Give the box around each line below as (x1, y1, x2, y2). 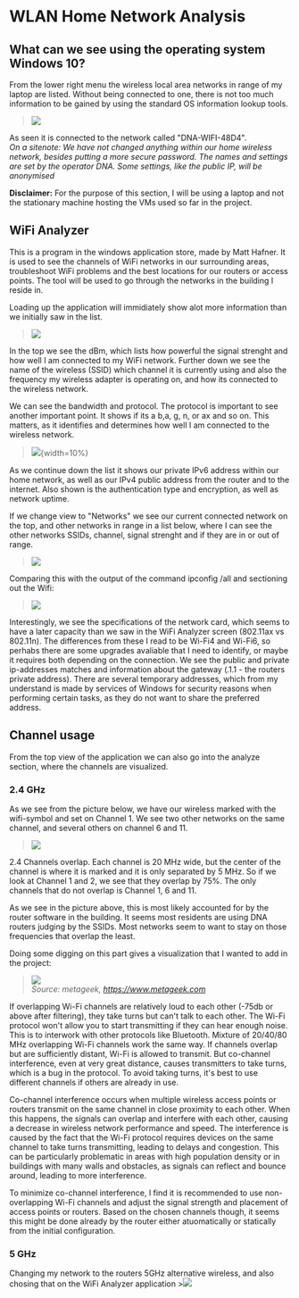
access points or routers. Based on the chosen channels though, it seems (9, 1206, 279, 1217)
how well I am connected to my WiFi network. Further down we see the (9, 354, 270, 365)
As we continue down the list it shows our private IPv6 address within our (9, 464, 279, 475)
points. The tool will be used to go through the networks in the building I (9, 275, 274, 286)
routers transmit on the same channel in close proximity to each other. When (9, 1103, 291, 1114)
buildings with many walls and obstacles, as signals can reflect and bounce (9, 1161, 287, 1171)
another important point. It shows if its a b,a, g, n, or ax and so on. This (9, 410, 270, 420)
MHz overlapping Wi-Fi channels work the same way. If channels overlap (9, 1038, 278, 1050)
